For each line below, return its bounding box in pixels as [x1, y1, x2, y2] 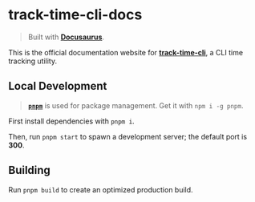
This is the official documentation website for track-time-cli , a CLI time [8, 47, 243, 57]
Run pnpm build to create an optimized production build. [8, 184, 194, 194]
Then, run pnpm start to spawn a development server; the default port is [8, 131, 247, 141]
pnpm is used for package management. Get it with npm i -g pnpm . [27, 100, 244, 110]
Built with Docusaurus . [27, 32, 105, 42]
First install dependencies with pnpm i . [8, 116, 135, 126]
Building [8, 164, 51, 177]
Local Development [8, 79, 107, 93]
